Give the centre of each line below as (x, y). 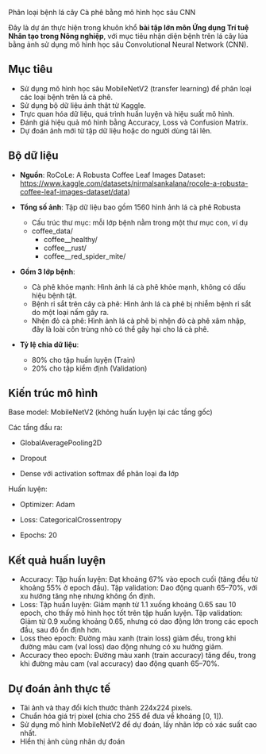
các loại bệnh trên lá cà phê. (66, 97)
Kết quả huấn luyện (57, 560)
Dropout (33, 458)
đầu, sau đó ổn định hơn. (60, 630)
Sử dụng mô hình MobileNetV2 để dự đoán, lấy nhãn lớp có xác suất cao (138, 725)
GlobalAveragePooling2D (61, 443)
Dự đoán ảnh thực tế (60, 689)
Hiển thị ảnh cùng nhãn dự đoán (72, 741)
